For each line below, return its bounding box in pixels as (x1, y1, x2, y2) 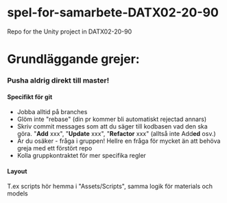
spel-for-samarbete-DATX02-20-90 (7, 5, 219, 21)
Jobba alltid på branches (16, 108, 88, 116)
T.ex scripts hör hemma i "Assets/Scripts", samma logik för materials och (7, 182, 213, 191)
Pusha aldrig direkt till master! (7, 76, 110, 85)
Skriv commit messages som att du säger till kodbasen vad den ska (16, 122, 208, 131)
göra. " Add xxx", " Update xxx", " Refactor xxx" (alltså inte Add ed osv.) (16, 130, 216, 138)
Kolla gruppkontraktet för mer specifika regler (16, 152, 146, 160)
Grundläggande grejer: (7, 51, 140, 67)
